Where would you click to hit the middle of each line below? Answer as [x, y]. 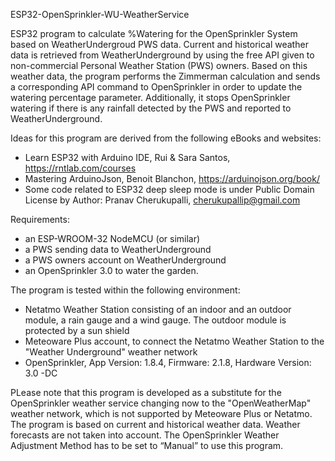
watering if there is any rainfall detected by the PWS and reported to [151, 108]
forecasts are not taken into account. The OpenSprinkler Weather [145, 435]
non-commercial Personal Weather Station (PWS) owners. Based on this [159, 65]
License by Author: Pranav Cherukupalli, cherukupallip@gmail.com [162, 200]
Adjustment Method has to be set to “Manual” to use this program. [147, 445]
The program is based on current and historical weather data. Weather [155, 424]
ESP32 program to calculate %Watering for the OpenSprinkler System [154, 33]
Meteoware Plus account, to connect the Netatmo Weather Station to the [174, 341]
